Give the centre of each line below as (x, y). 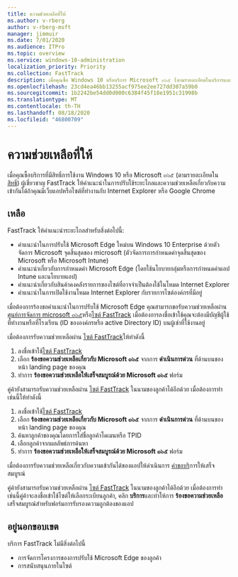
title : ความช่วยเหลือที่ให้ (36, 14)
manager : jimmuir (33, 34)
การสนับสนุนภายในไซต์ (45, 566)
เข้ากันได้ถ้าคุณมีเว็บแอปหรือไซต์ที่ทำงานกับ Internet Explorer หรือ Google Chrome (112, 191)
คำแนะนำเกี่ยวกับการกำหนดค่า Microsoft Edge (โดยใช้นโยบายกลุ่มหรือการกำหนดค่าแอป (124, 269)
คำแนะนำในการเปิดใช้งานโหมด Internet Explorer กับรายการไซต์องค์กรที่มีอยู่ (110, 292)
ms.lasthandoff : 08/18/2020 (49, 113)
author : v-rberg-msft (39, 27)
